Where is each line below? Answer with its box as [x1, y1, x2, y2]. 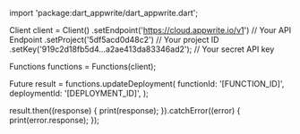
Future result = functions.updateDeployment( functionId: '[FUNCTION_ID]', [9, 79, 285, 88]
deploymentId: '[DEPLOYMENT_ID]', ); [9, 88, 150, 98]
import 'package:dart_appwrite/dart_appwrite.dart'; [9, 8, 199, 18]
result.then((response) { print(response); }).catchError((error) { [9, 105, 241, 115]
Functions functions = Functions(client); [9, 62, 157, 71]
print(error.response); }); [9, 115, 100, 125]
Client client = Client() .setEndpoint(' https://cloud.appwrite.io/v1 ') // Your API [9, 25, 292, 35]
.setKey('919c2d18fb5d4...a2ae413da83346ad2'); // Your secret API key [9, 44, 275, 54]
